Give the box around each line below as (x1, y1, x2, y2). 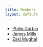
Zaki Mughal (12, 36, 38, 42)
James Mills (12, 31, 37, 37)
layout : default (5, 12, 38, 17)
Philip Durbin (12, 25, 38, 31)
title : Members (5, 7, 36, 12)
